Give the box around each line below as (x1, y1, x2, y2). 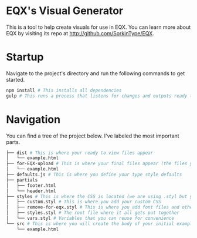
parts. (6, 138, 21, 145)
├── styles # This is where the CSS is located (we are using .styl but (6, 193, 188, 199)
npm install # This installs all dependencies (6, 87, 122, 93)
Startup (6, 51, 44, 64)
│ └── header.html (6, 188, 57, 194)
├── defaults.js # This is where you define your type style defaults (6, 172, 182, 177)
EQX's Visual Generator (6, 4, 124, 18)
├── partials (6, 177, 38, 183)
